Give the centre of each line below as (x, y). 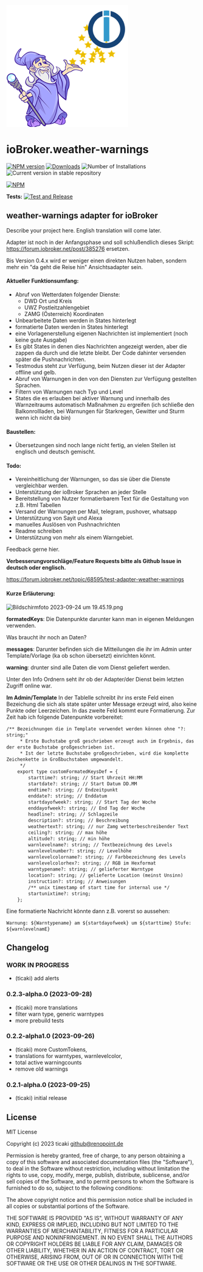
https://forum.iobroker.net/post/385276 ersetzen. (68, 248)
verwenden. (21, 625)
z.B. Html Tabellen (38, 505)
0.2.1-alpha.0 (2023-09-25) (48, 1085)
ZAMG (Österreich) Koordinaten (64, 314)
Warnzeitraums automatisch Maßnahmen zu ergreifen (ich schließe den (105, 404)
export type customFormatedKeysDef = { (68, 771)
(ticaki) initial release (41, 1098)
